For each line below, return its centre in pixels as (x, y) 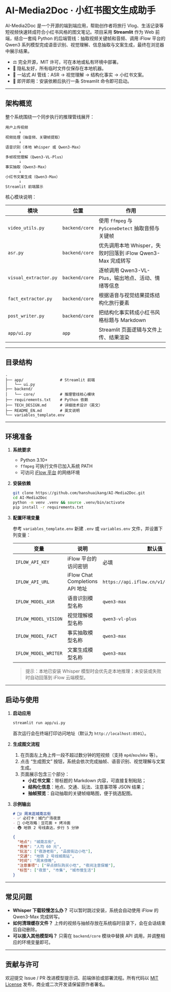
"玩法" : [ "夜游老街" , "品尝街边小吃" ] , (55, 851)
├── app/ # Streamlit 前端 (50, 380)
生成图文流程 (26, 744)
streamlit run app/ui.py (39, 723)
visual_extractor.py (33, 278)
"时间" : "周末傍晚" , (37, 861)
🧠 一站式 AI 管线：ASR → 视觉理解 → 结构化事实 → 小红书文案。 (79, 75)
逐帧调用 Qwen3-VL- (124, 270)
